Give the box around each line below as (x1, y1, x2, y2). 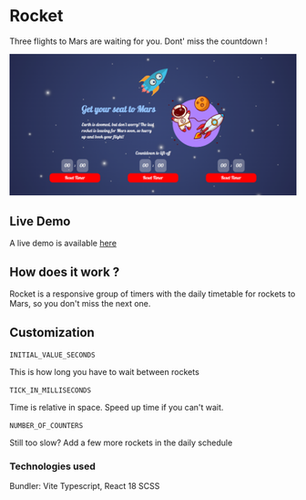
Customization (9, 325, 96, 340)
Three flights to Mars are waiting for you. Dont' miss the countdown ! (9, 36, 268, 47)
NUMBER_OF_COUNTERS (9, 421, 84, 430)
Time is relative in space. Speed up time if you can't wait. (9, 401, 224, 412)
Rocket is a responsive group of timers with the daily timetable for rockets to (9, 288, 296, 299)
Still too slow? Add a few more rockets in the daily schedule (9, 437, 233, 448)
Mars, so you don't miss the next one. (9, 298, 151, 309)
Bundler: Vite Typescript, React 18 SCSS (9, 481, 160, 492)
